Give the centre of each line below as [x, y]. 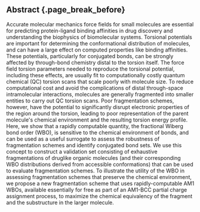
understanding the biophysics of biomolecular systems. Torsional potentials [99, 37]
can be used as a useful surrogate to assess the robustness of [83, 139]
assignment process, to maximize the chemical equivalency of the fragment [99, 196]
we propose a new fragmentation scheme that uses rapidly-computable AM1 [100, 183]
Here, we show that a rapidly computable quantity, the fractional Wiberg [95, 126]
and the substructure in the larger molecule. [60, 202]
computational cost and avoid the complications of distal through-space [95, 88]
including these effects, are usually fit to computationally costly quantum [96, 75]
